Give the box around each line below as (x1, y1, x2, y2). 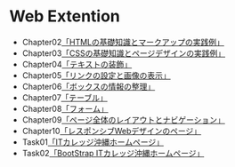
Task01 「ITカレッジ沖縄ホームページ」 (21, 136, 165, 147)
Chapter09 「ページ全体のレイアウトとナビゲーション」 (21, 114, 225, 125)
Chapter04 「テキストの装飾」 (21, 59, 133, 69)
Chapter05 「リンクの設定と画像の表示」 (21, 69, 171, 81)
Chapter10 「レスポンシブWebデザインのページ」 (21, 125, 202, 136)
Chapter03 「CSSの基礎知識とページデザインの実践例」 (21, 47, 226, 59)
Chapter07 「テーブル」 (21, 91, 109, 103)
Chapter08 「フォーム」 (21, 103, 109, 114)
